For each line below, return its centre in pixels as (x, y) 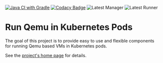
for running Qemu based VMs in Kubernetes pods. (56, 46)
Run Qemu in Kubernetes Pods (69, 27)
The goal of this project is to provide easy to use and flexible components (80, 41)
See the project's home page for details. (46, 55)
